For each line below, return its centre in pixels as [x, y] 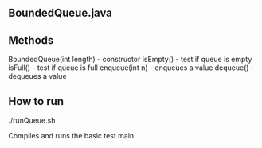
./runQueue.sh [32, 121]
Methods [31, 40]
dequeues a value [37, 76]
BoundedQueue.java [61, 13]
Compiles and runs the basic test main [71, 136]
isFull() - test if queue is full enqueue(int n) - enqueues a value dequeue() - [131, 68]
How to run [36, 101]
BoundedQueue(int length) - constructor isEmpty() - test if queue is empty [130, 60]
